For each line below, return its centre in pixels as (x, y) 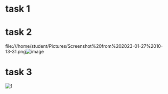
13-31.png (16, 52)
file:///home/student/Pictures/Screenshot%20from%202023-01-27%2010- (84, 46)
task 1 (18, 9)
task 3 (19, 72)
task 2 (19, 32)
